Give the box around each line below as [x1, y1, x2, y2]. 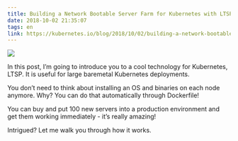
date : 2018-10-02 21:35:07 [7, 17, 87, 24]
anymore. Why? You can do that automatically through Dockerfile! [7, 91, 200, 99]
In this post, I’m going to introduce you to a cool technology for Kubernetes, [7, 63, 228, 71]
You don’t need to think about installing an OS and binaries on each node [7, 84, 220, 92]
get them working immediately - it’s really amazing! [7, 112, 157, 121]
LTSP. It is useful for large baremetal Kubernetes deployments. [7, 70, 190, 78]
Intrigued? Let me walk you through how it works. [7, 126, 152, 135]
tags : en [7, 23, 33, 30]
